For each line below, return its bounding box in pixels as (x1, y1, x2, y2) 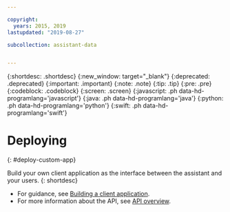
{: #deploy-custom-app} (7, 156, 76, 164)
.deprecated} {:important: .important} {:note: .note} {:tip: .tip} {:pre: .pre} (7, 80, 212, 88)
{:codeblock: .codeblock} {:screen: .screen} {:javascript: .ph (7, 87, 178, 95)
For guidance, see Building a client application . (17, 190, 150, 198)
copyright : (7, 16, 39, 23)
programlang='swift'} (7, 109, 67, 117)
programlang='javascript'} (7, 94, 81, 103)
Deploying (7, 133, 67, 149)
